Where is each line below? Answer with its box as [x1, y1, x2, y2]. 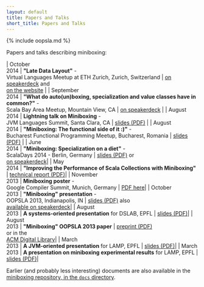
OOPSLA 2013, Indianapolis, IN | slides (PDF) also [6, 197, 130, 205]
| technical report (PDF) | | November [6, 171, 99, 178]
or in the [6, 230, 27, 237]
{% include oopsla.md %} [6, 37, 71, 45]
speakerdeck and [6, 80, 50, 87]
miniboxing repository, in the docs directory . [6, 274, 116, 281]
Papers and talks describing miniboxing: [6, 49, 107, 56]
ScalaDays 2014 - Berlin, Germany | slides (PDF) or [6, 151, 135, 159]
